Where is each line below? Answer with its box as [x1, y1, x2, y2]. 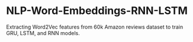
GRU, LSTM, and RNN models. [6, 29, 80, 36]
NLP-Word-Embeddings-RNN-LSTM [6, 4, 188, 17]
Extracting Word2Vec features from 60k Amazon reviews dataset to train [6, 23, 184, 30]
